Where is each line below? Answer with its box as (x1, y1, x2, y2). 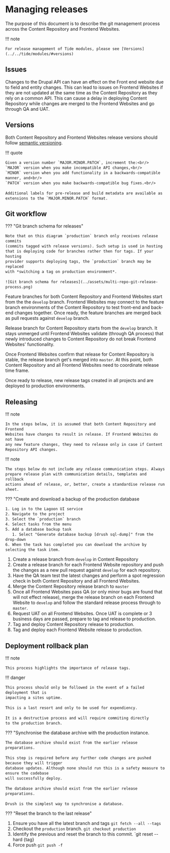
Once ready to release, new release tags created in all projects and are (5, 378, 154, 384)
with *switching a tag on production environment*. (5, 269, 117, 274)
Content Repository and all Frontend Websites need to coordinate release (5, 362, 159, 368)
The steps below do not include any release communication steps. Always (5, 467, 165, 472)
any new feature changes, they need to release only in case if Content (5, 442, 163, 447)
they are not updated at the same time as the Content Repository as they (5, 89, 158, 95)
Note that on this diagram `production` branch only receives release (5, 234, 158, 239)
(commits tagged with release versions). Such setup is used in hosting (5, 244, 163, 249)
